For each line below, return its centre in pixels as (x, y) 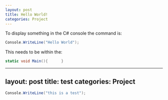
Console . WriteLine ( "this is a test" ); (45, 93)
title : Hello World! (27, 14)
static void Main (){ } (34, 61)
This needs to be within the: (34, 52)
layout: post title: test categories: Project (70, 81)
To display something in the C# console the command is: (64, 33)
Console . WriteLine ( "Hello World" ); (42, 42)
